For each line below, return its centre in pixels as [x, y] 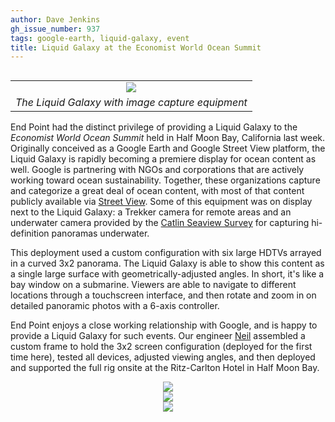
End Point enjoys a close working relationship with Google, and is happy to [164, 325]
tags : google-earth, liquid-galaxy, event [100, 38]
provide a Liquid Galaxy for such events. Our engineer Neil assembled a [158, 336]
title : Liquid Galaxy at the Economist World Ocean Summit [136, 47]
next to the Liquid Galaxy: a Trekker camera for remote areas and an [151, 212]
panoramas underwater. [100, 233]
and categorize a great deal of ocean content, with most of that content [157, 191]
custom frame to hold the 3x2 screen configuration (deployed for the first [161, 347]
